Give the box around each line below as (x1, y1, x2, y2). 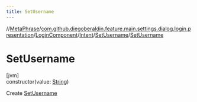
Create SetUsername (6, 90, 57, 97)
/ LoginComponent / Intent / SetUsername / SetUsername (33, 31, 164, 39)
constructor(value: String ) (6, 78, 69, 85)
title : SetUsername (6, 8, 54, 15)
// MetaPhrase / (6, 25, 41, 32)
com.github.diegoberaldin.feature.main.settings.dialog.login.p (41, 25, 191, 32)
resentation (6, 31, 34, 39)
